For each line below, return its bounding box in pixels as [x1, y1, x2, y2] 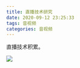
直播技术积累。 [6, 43, 44, 50]
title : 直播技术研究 [6, 8, 53, 15]
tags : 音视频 [6, 20, 36, 26]
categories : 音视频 [6, 25, 53, 32]
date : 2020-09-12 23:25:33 [6, 15, 75, 21]
